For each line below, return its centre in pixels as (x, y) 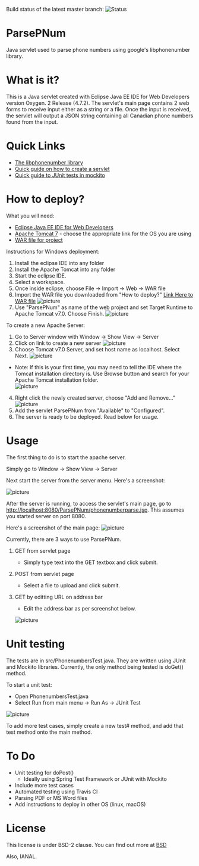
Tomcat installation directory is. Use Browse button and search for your (102, 373)
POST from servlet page (44, 574)
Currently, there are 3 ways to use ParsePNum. (64, 539)
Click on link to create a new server (58, 343)
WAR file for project (39, 240)
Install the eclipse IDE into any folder (59, 263)
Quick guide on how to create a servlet (62, 169)
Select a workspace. (40, 282)
